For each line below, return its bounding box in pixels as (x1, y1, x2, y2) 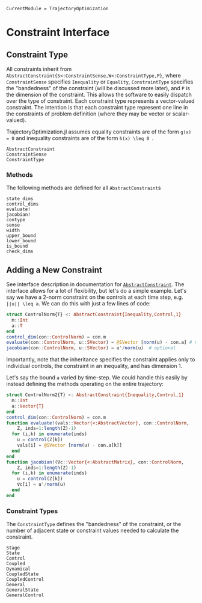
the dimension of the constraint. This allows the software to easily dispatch (6, 91, 192, 98)
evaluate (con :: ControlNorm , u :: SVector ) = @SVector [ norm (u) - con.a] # (6, 340, 192, 346)
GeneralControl (6, 592, 44, 598)
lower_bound (6, 238, 36, 244)
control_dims (6, 201, 39, 207)
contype (6, 217, 26, 223)
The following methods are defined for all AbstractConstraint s (6, 184, 161, 192)
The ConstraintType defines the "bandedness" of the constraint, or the (6, 521, 182, 528)
